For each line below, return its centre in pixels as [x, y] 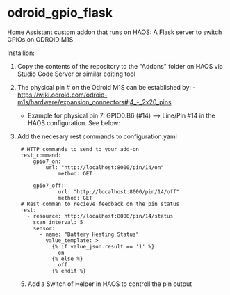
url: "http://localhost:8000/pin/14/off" [119, 192]
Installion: [21, 53]
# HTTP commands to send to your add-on [80, 149]
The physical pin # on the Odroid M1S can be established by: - [106, 87]
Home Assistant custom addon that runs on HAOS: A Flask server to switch [115, 32]
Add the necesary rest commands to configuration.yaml [97, 136]
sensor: [44, 228]
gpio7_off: [49, 186]
